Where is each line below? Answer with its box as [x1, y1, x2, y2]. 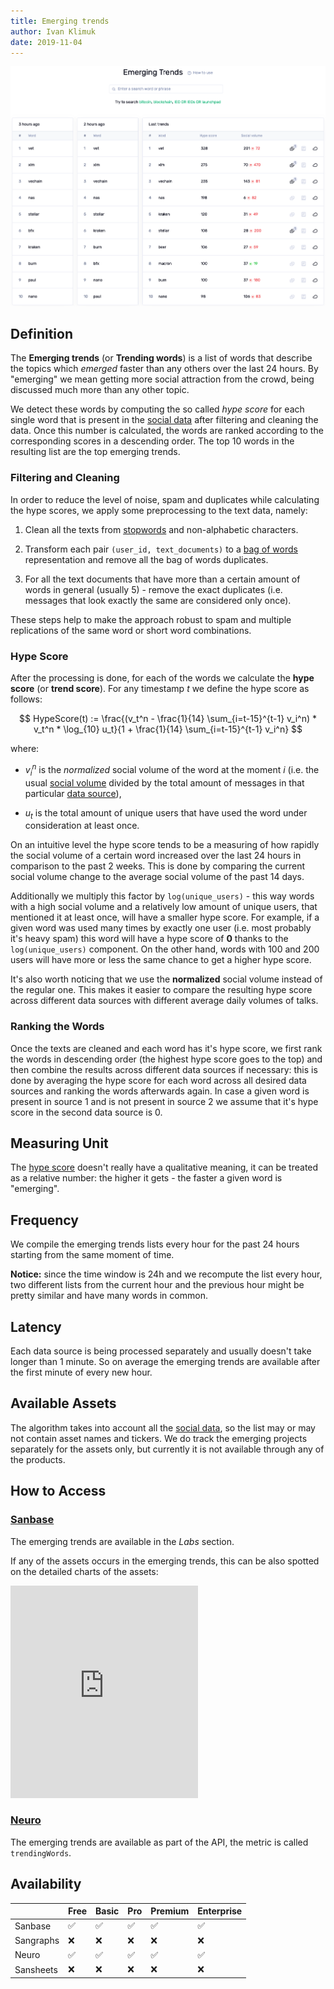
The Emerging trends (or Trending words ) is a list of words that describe [10, 352, 313, 364]
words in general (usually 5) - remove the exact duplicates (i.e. [24, 583, 283, 595]
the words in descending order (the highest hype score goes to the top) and [10, 1053, 323, 1065]
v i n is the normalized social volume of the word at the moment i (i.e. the [24, 762, 320, 778]
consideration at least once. [24, 820, 140, 832]
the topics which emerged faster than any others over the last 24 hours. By [10, 363, 319, 375]
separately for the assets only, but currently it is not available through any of [10, 1443, 325, 1455]
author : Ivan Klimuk [10, 26, 97, 37]
